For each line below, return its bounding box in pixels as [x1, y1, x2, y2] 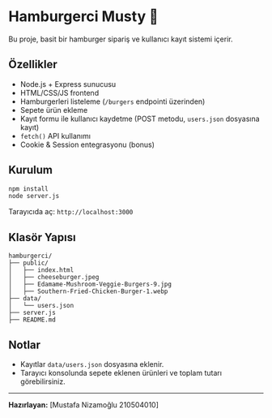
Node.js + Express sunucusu [19, 79, 117, 88]
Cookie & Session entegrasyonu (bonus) [19, 140, 155, 149]
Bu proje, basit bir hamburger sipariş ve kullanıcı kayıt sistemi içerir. [8, 34, 233, 44]
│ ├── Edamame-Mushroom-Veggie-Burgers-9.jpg [8, 280, 172, 289]
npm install [8, 184, 49, 193]
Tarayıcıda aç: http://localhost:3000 [8, 207, 134, 217]
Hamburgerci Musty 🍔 [8, 7, 159, 26]
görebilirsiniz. [19, 377, 66, 386]
